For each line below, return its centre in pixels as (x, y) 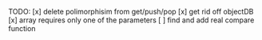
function (22, 28)
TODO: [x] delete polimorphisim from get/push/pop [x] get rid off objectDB (131, 12)
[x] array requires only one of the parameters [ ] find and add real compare (131, 20)
